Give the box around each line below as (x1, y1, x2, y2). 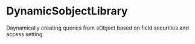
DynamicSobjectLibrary (6, 4, 128, 18)
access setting (6, 30, 43, 37)
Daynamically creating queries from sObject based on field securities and (6, 24, 189, 31)
